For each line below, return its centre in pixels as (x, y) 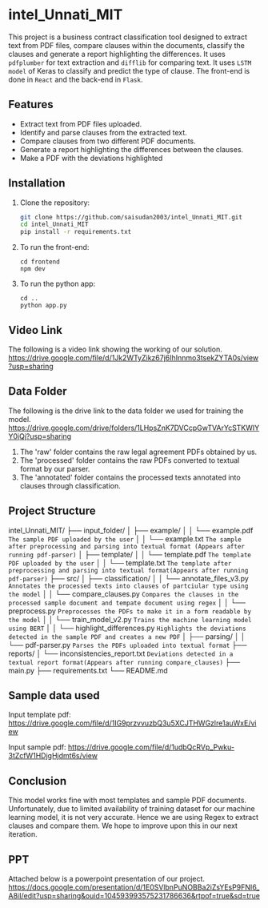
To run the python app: (58, 284)
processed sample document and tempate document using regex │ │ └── (127, 602)
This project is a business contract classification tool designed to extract (128, 37)
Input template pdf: (40, 715)
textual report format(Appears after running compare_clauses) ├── (124, 661)
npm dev (32, 269)
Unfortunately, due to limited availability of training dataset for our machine (132, 809)
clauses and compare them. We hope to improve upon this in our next (123, 826)
